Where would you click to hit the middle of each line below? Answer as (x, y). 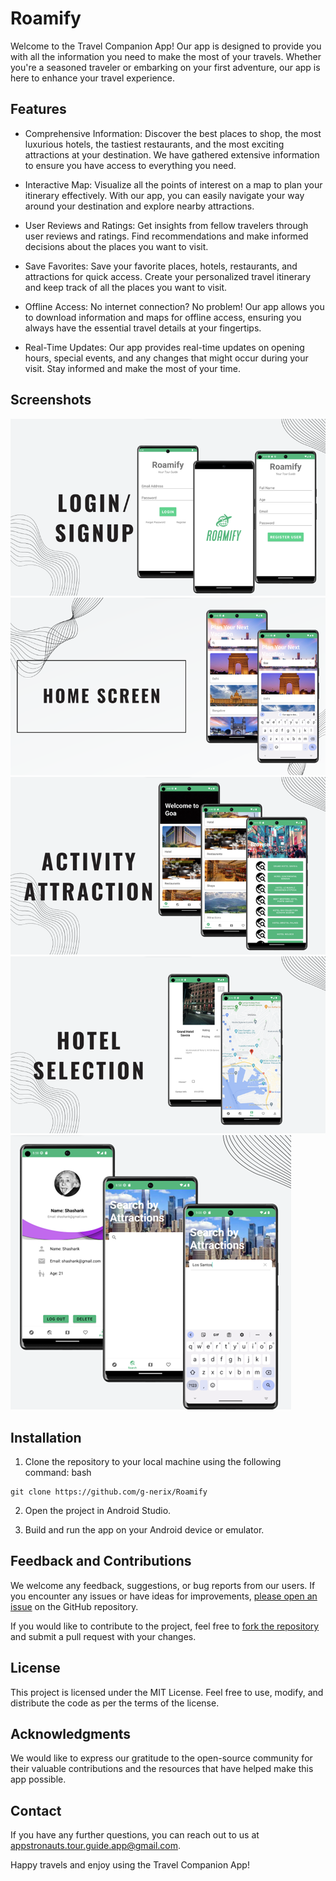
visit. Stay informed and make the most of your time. (132, 368)
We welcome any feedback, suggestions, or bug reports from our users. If (163, 1585)
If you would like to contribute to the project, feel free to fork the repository (165, 1626)
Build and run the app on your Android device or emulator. (144, 1530)
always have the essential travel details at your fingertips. (143, 328)
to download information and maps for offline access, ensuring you (163, 317)
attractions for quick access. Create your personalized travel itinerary (168, 276)
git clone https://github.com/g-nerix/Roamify (109, 1492)
